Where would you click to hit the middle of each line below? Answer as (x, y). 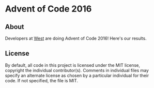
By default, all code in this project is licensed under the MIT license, (73, 65)
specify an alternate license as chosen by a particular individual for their (77, 75)
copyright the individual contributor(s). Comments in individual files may (77, 70)
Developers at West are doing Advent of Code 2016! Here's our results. (76, 38)
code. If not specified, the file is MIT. (42, 80)
